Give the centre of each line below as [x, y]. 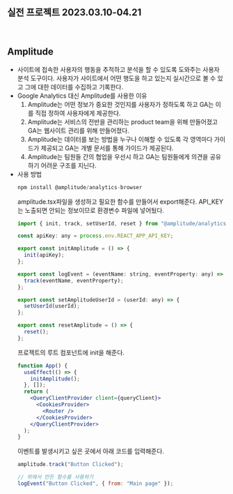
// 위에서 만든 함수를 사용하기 [55, 477]
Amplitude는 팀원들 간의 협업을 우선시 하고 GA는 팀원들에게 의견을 [118, 156]
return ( [37, 392]
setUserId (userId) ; [52, 306]
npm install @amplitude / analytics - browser [80, 187]
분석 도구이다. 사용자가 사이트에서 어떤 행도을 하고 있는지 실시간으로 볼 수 [116, 78]
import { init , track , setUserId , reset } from [88, 223]
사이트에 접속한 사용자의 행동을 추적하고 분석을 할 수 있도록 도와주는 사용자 [119, 69]
